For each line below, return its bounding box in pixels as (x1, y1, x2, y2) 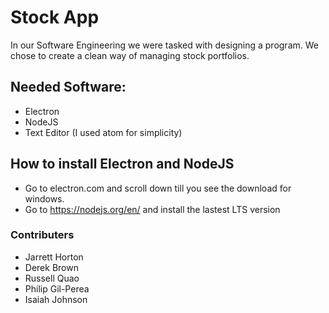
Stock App (10, 6, 100, 29)
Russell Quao (24, 272, 80, 284)
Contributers (10, 228, 75, 242)
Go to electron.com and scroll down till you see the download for (24, 182, 292, 194)
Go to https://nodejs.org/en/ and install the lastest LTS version (24, 203, 281, 215)
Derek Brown (24, 261, 79, 273)
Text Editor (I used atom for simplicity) (24, 126, 183, 138)
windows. (24, 192, 65, 205)
